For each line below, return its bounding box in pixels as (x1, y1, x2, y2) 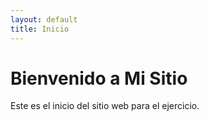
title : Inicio (10, 24, 70, 34)
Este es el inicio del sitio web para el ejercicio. (10, 100, 200, 112)
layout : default (10, 14, 78, 25)
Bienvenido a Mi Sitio (10, 67, 188, 90)
